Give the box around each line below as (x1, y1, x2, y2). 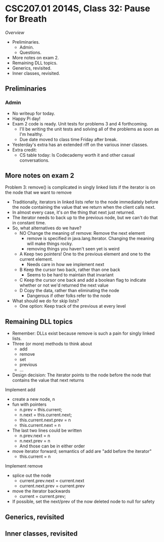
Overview (5, 29, 24, 35)
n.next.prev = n (19, 438, 50, 444)
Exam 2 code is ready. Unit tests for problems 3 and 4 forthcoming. (12, 121, 148, 126)
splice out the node (12, 472, 51, 478)
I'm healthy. (19, 131, 43, 137)
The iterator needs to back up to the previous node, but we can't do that (12, 215, 158, 221)
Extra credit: (12, 147, 37, 152)
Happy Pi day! (12, 116, 41, 122)
